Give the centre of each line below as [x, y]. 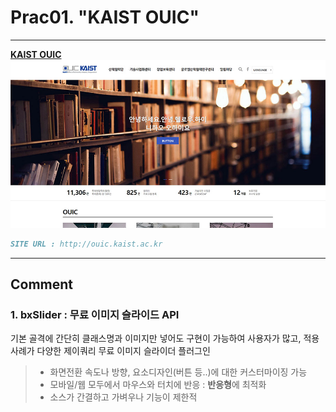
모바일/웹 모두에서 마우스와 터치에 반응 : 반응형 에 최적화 [158, 385]
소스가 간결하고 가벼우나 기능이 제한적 [123, 397]
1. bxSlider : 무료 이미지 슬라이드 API [95, 314]
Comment [42, 284]
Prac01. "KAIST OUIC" [105, 17]
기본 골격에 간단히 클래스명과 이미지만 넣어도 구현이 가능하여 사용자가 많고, [156, 338]
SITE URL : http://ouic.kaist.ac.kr [86, 244]
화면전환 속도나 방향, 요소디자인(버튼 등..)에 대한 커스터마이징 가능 [178, 372]
